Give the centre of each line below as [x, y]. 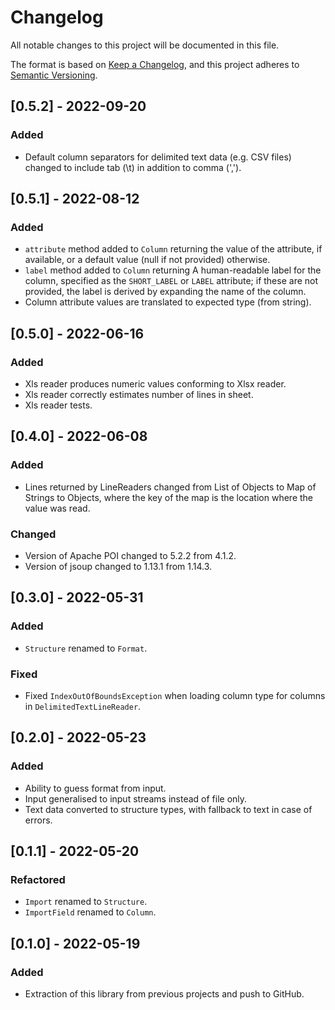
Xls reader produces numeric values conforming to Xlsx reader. [155, 384]
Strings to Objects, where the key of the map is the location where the [168, 497]
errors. [38, 820]
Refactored [38, 879]
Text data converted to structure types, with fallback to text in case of [168, 809]
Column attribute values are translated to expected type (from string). [168, 302]
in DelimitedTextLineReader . [83, 706]
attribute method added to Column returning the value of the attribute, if [173, 249]
